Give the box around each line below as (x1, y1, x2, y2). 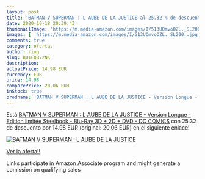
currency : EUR (6, 71, 43, 78)
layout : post (6, 9, 40, 15)
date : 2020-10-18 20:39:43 (6, 20, 75, 26)
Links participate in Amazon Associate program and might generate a (6, 159, 181, 167)
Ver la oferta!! (6, 147, 41, 155)
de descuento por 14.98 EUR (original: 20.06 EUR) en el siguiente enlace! (6, 123, 190, 131)
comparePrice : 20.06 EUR (6, 83, 70, 89)
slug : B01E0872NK (6, 54, 51, 60)
